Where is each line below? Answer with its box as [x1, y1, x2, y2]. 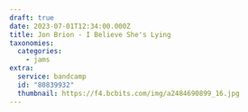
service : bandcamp [17, 72, 87, 81]
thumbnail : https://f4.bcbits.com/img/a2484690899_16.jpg [17, 89, 241, 98]
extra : [9, 64, 34, 73]
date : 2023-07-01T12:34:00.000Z [9, 22, 131, 31]
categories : [17, 47, 63, 56]
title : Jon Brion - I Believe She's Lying [9, 30, 171, 39]
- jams [25, 55, 51, 64]
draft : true [9, 13, 54, 23]
